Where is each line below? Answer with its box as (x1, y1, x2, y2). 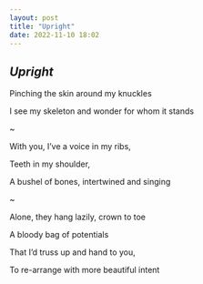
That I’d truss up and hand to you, (9, 247, 137, 258)
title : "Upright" (9, 22, 76, 31)
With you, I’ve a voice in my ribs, (9, 141, 132, 152)
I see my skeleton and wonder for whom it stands (9, 106, 194, 117)
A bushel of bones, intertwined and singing (9, 177, 171, 188)
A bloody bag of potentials (9, 229, 109, 240)
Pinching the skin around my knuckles (9, 88, 152, 99)
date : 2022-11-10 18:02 (9, 30, 100, 39)
